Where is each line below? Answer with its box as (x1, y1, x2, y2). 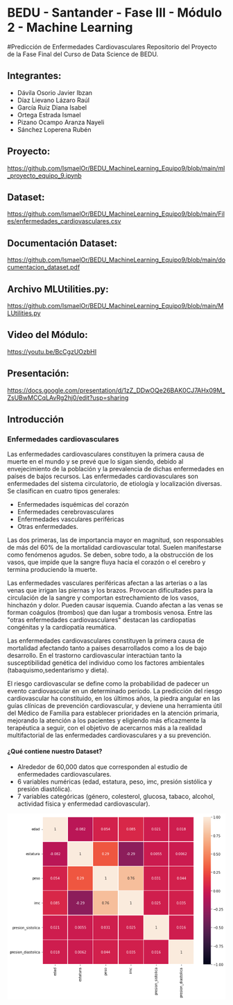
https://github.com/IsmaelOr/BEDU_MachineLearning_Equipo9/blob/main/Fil (7, 210, 225, 218)
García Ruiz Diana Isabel (17, 103, 87, 112)
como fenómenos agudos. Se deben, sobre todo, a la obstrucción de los (7, 550, 214, 559)
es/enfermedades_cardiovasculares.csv (7, 217, 121, 226)
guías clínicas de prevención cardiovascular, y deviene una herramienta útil (7, 702, 223, 710)
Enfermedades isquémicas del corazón (17, 500, 130, 509)
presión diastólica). (17, 784, 72, 793)
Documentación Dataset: (7, 237, 118, 249)
